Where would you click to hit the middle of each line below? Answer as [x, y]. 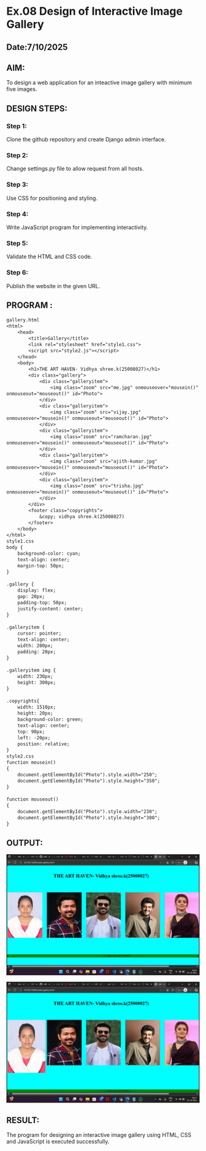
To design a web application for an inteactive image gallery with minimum [99, 83]
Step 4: [17, 214]
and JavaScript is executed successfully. [58, 1141]
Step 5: [17, 243]
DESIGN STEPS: [37, 108]
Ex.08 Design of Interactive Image [94, 11]
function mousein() [31, 763]
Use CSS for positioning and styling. [52, 198]
